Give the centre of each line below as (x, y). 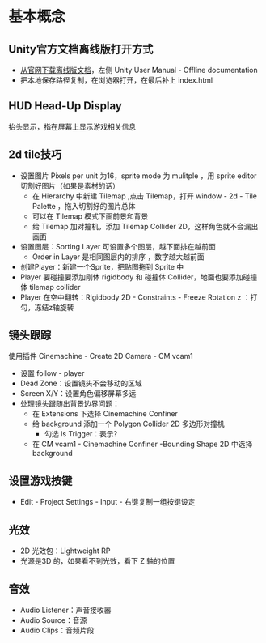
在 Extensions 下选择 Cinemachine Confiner (105, 414)
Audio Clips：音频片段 (57, 630)
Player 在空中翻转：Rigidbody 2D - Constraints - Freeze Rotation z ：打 (139, 297)
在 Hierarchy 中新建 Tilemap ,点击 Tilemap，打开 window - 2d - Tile (144, 196)
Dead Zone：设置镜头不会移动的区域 (81, 383)
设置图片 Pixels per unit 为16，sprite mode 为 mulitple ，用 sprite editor (138, 176)
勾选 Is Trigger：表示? (81, 434)
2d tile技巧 (35, 155)
